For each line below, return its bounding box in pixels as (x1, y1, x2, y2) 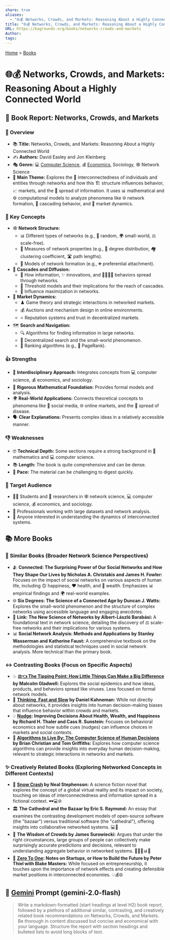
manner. (12, 421, 30, 427)
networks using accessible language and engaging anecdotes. (12, 608, 143, 615)
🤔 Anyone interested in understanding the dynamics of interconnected (12, 514, 159, 520)
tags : (5, 36, 17, 41)
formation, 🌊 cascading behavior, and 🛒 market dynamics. (12, 200, 134, 206)
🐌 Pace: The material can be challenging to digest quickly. (12, 468, 134, 475)
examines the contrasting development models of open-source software (12, 813, 164, 819)
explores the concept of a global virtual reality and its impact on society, (12, 787, 163, 793)
